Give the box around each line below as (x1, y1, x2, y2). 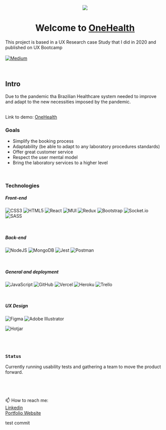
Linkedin (5, 405, 23, 411)
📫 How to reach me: (5, 398, 49, 404)
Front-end (5, 194, 27, 201)
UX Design (5, 303, 28, 309)
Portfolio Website (5, 410, 41, 416)
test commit (5, 420, 30, 426)
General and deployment (5, 269, 59, 275)
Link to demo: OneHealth (5, 114, 57, 120)
